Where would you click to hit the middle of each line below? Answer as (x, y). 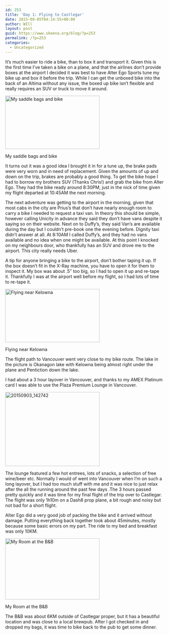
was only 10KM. (22, 531)
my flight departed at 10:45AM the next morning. (56, 193)
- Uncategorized (27, 47)
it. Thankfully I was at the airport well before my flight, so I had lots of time (82, 276)
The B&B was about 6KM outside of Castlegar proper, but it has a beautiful (82, 616)
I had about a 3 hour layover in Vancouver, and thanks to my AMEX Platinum (84, 379)
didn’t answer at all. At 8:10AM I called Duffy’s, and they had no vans (76, 235)
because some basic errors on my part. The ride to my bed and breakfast (81, 526)
